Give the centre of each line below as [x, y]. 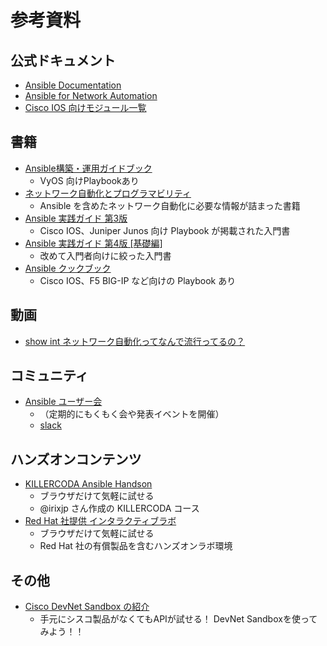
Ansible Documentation [73, 85]
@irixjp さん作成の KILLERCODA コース [119, 508]
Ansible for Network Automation [91, 95]
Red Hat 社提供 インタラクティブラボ [100, 521]
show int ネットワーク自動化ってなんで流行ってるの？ [135, 341]
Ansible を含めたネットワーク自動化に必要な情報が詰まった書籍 [170, 205]
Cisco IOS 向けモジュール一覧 [85, 107]
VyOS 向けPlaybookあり [89, 180]
